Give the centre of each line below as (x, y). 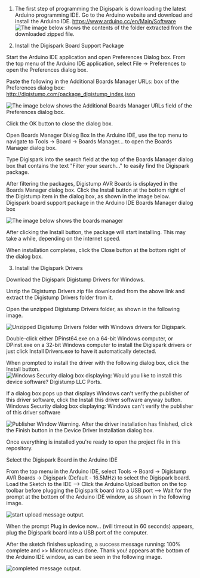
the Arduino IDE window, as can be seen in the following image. (84, 557)
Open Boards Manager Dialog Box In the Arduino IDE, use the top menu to (97, 135)
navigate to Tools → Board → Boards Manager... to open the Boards (89, 142)
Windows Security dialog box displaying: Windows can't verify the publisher (100, 406)
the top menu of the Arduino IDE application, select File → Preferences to (96, 63)
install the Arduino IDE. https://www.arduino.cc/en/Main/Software (95, 21)
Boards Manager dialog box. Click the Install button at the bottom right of (96, 190)
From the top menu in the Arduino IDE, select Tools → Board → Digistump (96, 471)
